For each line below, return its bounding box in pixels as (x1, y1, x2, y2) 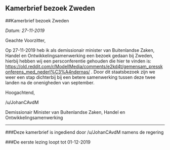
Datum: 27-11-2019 (5, 27, 45, 34)
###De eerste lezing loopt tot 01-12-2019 (5, 139, 91, 145)
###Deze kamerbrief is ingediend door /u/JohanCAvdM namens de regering (5, 129, 164, 135)
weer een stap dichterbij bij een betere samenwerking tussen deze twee (5, 74, 156, 80)
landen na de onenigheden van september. (5, 79, 95, 85)
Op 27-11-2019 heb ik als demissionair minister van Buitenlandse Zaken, (5, 47, 155, 53)
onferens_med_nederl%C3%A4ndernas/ (5, 69, 90, 75)
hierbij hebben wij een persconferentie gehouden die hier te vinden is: (5, 58, 152, 64)
